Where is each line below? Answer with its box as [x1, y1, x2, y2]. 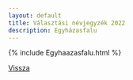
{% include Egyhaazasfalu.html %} [8, 48, 122, 58]
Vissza [8, 63, 30, 73]
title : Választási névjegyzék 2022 [8, 19, 126, 27]
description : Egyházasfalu [8, 26, 97, 34]
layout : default [8, 11, 62, 20]
